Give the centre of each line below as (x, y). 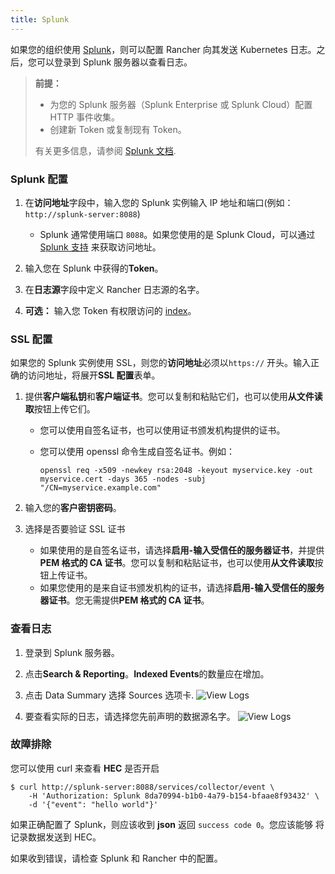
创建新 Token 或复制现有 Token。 (118, 129)
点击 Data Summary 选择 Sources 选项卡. (109, 695)
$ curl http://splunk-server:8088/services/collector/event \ (142, 787)
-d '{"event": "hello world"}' (93, 804)
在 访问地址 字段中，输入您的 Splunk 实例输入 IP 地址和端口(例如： (159, 202)
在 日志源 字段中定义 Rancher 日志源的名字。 (114, 289)
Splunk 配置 (39, 179)
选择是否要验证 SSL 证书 (75, 529)
